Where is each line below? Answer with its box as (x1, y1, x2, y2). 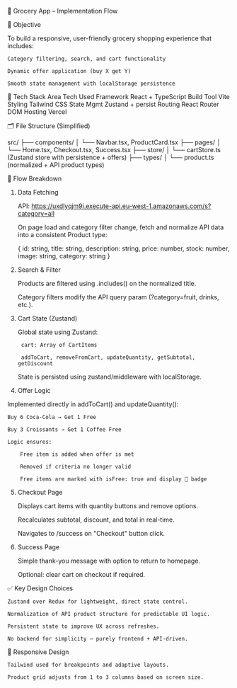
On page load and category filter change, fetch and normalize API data (17, 223, 224, 231)
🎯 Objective (7, 21, 41, 28)
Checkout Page (17, 488, 63, 496)
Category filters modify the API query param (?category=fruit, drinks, (17, 293, 219, 301)
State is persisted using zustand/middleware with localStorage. (17, 372, 202, 381)
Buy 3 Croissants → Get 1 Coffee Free (7, 426, 122, 433)
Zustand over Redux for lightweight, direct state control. (7, 598, 189, 605)
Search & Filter (17, 265, 62, 274)
